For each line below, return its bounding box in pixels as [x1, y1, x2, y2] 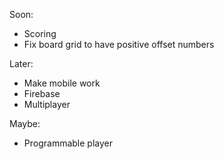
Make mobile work [23, 77, 101, 89]
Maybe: [9, 118, 41, 129]
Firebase [23, 88, 61, 99]
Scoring [23, 28, 57, 39]
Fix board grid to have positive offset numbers [23, 39, 215, 50]
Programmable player [23, 137, 113, 149]
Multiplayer [23, 99, 71, 110]
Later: [9, 58, 34, 69]
